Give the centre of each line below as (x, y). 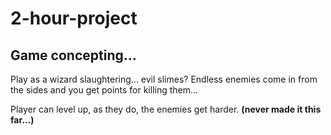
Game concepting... (73, 55)
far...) (22, 120)
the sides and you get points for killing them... (104, 90)
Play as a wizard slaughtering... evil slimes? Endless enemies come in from (164, 79)
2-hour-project (74, 18)
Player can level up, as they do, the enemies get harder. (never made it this (166, 109)
